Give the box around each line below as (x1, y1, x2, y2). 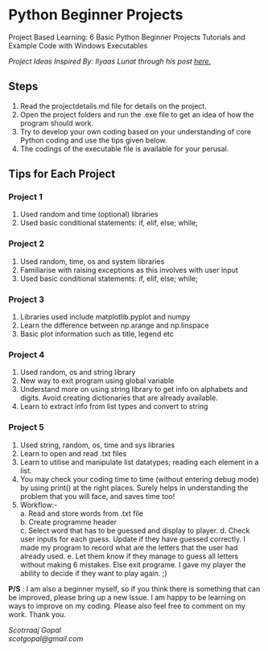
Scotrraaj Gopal (8, 625, 62, 635)
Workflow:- (19, 500, 58, 509)
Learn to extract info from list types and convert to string (19, 402, 208, 411)
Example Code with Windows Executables (8, 40, 148, 50)
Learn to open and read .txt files (19, 448, 127, 458)
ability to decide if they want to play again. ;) (19, 568, 167, 578)
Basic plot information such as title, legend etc (19, 329, 175, 339)
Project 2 (8, 238, 44, 249)
